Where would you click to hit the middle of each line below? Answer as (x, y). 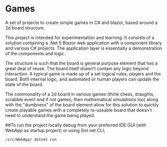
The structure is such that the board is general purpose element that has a (82, 63)
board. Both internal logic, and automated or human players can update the (82, 79)
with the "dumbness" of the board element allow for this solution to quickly (82, 104)
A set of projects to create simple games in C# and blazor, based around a (82, 22)
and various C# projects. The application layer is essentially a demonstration (84, 48)
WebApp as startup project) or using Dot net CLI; (55, 130)
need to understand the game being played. (50, 115)
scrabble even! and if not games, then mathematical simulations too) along (82, 99)
